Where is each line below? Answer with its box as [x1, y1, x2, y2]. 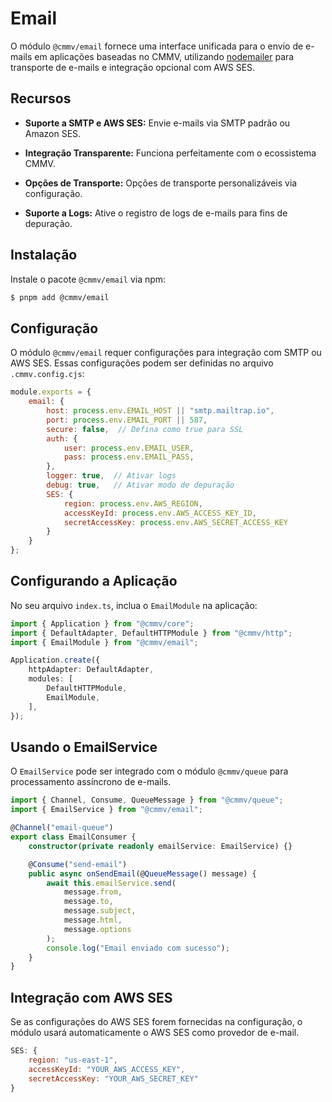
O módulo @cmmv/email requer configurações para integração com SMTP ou [10, 347, 322, 359]
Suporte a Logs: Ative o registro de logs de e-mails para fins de [24, 207, 288, 219]
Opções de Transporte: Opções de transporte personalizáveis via [24, 177, 298, 189]
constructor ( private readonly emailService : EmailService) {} [28, 841, 293, 851]
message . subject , [63, 906, 137, 916]
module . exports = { [10, 387, 92, 397]
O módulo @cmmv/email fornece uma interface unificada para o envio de [10, 40, 304, 52]
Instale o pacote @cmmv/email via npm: [10, 273, 167, 285]
